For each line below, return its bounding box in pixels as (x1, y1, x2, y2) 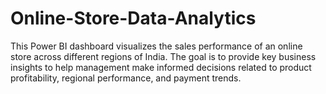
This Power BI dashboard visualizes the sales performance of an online (10, 40, 303, 52)
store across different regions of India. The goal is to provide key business (10, 50, 317, 62)
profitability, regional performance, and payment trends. (10, 72, 242, 84)
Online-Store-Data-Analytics (10, 7, 257, 30)
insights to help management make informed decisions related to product (10, 61, 312, 73)
